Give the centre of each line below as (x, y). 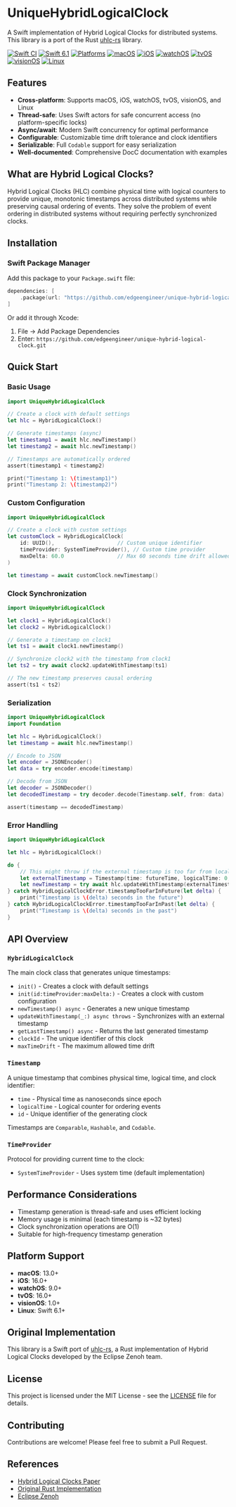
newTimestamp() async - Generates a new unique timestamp (103, 1008)
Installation (32, 243)
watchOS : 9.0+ (39, 1288)
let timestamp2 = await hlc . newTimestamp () (72, 446)
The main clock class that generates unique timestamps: (89, 973)
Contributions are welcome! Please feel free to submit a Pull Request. (107, 1442)
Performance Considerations (72, 1195)
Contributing (36, 1425)
